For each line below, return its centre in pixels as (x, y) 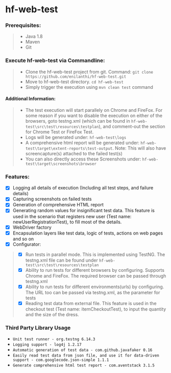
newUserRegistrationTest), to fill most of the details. (67, 222)
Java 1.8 (34, 36)
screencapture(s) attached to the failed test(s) (74, 153)
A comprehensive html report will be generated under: (82, 143)
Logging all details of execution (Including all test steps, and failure (83, 188)
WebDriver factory (32, 227)
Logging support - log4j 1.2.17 (47, 345)
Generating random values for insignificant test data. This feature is (83, 211)
